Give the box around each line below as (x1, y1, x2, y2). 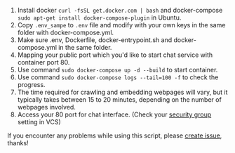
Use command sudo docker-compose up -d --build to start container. (17, 66, 218, 74)
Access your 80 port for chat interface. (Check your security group (17, 110, 212, 119)
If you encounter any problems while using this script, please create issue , (7, 131, 222, 140)
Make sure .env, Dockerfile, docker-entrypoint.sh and (17, 36, 173, 44)
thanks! (7, 139, 29, 147)
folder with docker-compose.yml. (17, 28, 114, 36)
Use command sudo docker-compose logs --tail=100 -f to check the (17, 73, 219, 81)
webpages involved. (17, 103, 76, 111)
